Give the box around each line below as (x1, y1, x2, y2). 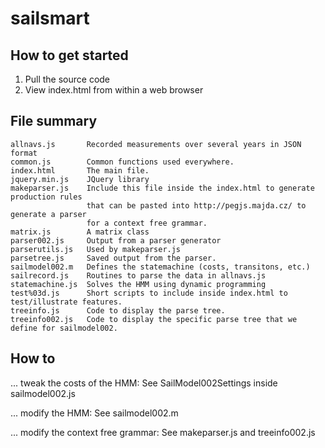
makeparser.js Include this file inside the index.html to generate (10, 183, 315, 193)
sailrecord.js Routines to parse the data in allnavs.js (10, 270, 267, 281)
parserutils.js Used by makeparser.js (10, 244, 182, 254)
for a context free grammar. (86, 218, 208, 228)
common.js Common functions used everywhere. (10, 157, 235, 167)
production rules (10, 192, 83, 202)
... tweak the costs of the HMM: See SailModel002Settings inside (10, 377, 278, 389)
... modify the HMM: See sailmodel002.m (10, 407, 179, 419)
